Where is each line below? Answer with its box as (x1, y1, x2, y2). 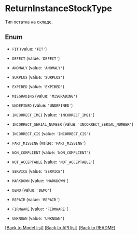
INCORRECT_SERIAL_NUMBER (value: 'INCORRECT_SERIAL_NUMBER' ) (12, 121, 134, 127)
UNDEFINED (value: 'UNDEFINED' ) (12, 102, 73, 108)
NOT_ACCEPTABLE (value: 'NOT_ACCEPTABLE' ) (12, 159, 95, 165)
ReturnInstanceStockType (5, 3, 112, 14)
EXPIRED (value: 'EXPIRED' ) (12, 84, 64, 89)
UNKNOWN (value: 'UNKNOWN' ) (12, 215, 64, 221)
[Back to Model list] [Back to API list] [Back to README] (5, 224, 116, 231)
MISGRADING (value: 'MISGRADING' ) (12, 93, 77, 99)
